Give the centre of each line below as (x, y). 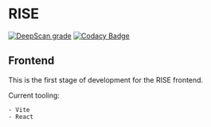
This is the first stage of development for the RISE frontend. (106, 79)
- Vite (19, 110)
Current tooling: (34, 95)
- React (21, 117)
